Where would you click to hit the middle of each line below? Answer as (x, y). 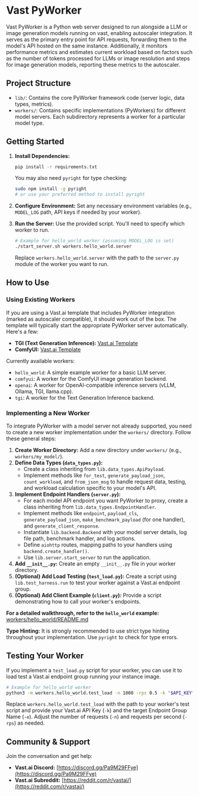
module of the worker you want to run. (62, 264)
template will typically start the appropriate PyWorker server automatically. (97, 325)
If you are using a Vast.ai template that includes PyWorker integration (90, 312)
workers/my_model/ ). (39, 456)
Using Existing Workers (41, 299)
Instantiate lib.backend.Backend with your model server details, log (105, 532)
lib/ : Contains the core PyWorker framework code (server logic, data (99, 97)
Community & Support (48, 742)
